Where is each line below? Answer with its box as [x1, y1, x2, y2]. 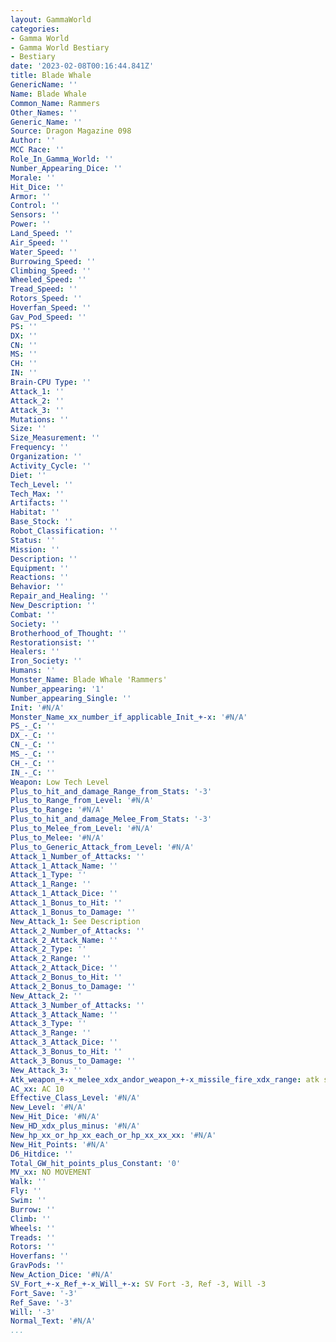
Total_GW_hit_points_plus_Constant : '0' [10, 1158, 182, 1168]
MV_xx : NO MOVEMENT [10, 1167, 92, 1178]
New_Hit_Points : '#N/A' [10, 1139, 110, 1150]
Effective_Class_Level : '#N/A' [10, 1093, 141, 1103]
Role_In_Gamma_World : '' [10, 154, 114, 164]
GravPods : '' [10, 1261, 65, 1271]
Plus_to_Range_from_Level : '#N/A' [10, 796, 155, 806]
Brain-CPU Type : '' [10, 377, 92, 387]
